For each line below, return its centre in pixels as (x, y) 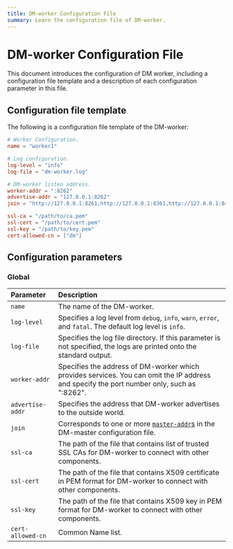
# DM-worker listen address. (49, 184)
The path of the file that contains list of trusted (133, 444)
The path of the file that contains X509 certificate (139, 473)
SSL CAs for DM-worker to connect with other (133, 452)
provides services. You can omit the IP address (135, 375)
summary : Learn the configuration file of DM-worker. (87, 20)
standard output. (85, 355)
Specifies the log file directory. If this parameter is (139, 338)
